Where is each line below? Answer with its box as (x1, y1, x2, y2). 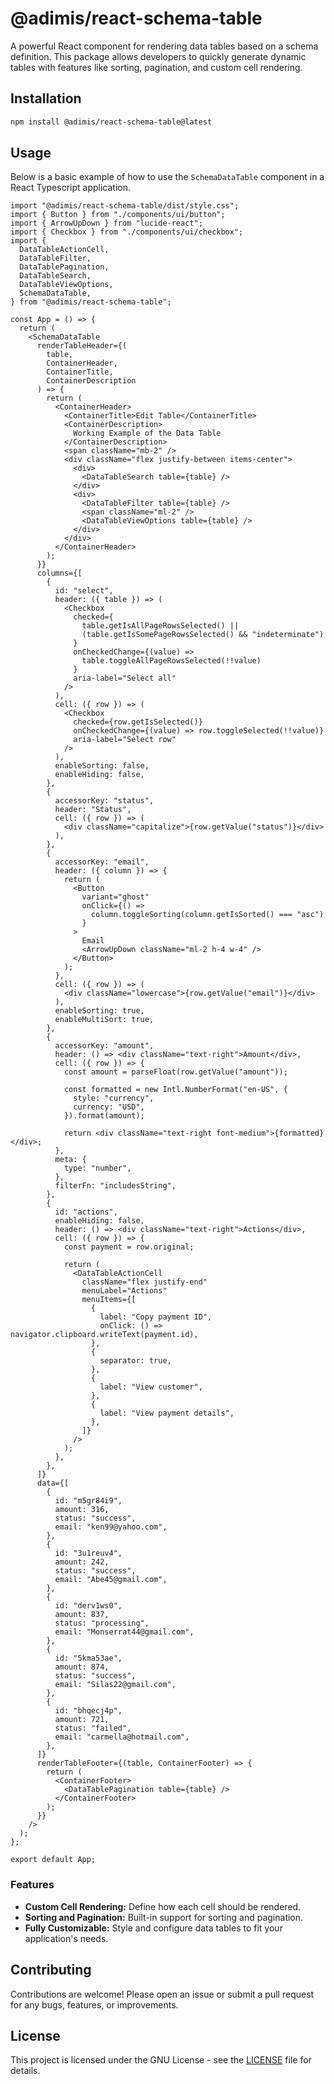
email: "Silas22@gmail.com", (54, 1680, 177, 1690)
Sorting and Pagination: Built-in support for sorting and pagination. (24, 1911, 304, 1923)
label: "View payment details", (99, 1408, 235, 1419)
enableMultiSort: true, (54, 1015, 155, 1025)
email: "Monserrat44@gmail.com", (54, 1627, 195, 1637)
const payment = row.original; (63, 1242, 195, 1252)
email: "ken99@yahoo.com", (54, 1522, 168, 1532)
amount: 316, (54, 1505, 110, 1515)
